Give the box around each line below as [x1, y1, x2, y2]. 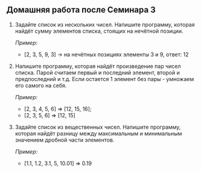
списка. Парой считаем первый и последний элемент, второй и [14, 69, 180, 76]
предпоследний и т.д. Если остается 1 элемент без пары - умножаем [14, 75, 194, 82]
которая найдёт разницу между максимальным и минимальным [14, 129, 182, 137]
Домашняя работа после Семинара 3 [6, 5, 156, 15]
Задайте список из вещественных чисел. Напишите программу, [14, 123, 181, 131]
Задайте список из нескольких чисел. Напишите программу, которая [14, 21, 195, 28]
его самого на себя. [14, 82, 67, 89]
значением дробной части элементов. [14, 136, 115, 143]
